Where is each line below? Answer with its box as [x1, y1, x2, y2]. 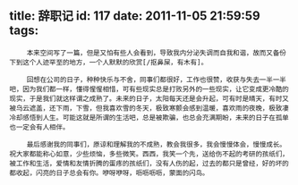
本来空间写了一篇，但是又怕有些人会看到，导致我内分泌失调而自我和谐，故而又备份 [26, 48, 286, 57]
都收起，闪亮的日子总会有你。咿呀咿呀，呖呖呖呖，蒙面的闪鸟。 [9, 168, 209, 177]
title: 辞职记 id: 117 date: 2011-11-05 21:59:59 [9, 8, 261, 24]
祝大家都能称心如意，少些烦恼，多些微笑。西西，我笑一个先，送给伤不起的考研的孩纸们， [9, 149, 289, 158]
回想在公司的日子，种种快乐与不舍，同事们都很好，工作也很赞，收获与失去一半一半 [26, 75, 286, 84]
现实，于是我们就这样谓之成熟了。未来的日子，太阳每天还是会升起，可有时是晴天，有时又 [9, 94, 289, 103]
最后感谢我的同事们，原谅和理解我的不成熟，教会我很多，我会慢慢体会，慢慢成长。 [26, 139, 286, 149]
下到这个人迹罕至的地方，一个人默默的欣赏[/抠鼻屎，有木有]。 [9, 57, 209, 67]
